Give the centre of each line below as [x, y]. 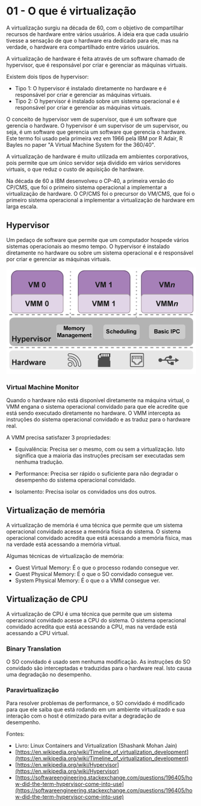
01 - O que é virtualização [71, 11]
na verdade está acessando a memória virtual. [64, 544]
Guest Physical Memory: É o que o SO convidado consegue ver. [94, 574]
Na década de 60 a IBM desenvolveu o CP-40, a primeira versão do [90, 181]
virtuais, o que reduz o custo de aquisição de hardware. [75, 169]
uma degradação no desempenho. [49, 674]
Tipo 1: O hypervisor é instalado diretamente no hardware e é [91, 88]
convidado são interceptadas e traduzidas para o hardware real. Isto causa [99, 668]
